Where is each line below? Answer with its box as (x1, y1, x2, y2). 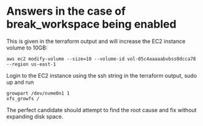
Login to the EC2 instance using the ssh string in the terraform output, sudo (6, 72, 197, 79)
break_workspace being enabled (6, 17, 177, 31)
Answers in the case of (6, 4, 126, 18)
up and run (6, 78, 34, 86)
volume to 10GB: (6, 44, 48, 51)
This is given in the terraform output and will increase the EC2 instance (6, 37, 186, 45)
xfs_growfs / (6, 95, 40, 102)
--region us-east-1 (6, 61, 56, 67)
